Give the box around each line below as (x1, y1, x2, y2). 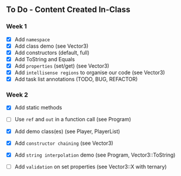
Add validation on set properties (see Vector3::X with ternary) (14, 163, 167, 170)
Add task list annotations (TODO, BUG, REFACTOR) (14, 76, 138, 83)
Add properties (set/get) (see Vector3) (14, 62, 110, 69)
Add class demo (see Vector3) (14, 42, 89, 49)
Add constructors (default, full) (14, 49, 90, 56)
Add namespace (14, 35, 50, 43)
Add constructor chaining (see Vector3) (14, 140, 113, 147)
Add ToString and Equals (14, 55, 75, 62)
